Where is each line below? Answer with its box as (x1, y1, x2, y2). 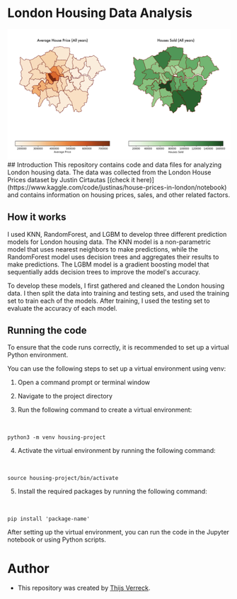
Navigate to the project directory (17, 392, 113, 401)
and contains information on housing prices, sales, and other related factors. (7, 190, 231, 199)
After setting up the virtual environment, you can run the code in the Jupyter (7, 528, 230, 537)
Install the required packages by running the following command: (17, 487, 207, 496)
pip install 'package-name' (7, 515, 91, 522)
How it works (7, 211, 67, 223)
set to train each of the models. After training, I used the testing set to (7, 296, 210, 305)
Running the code (7, 324, 87, 336)
